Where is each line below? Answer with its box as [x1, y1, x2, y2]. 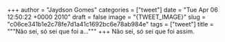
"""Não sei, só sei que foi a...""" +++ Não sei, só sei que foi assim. [7, 27, 195, 35]
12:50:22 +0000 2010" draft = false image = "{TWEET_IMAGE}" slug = [7, 13, 206, 21]
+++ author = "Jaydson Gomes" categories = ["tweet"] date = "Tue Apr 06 [7, 6, 218, 14]
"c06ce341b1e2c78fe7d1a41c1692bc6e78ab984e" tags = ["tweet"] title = [7, 20, 214, 28]
